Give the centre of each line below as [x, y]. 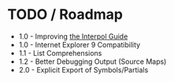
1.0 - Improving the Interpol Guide [73, 36]
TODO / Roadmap [65, 15]
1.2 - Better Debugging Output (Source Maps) [93, 61]
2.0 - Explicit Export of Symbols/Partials [83, 69]
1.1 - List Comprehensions [60, 53]
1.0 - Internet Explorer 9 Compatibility [80, 44]
